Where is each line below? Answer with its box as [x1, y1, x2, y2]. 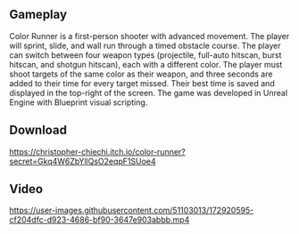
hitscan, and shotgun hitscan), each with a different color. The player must [9, 59, 283, 69]
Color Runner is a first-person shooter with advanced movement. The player [9, 30, 290, 41]
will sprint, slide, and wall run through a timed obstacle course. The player [9, 40, 281, 51]
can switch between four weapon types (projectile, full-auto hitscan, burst [9, 49, 282, 61]
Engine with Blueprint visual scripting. [9, 97, 148, 108]
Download [9, 123, 67, 138]
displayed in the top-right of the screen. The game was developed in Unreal [9, 87, 288, 98]
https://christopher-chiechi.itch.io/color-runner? [9, 146, 186, 157]
